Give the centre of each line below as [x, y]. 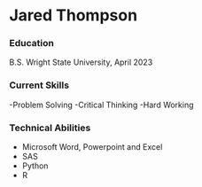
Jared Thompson [74, 16]
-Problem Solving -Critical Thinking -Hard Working [101, 105]
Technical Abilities [50, 128]
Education [32, 43]
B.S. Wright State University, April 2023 [81, 62]
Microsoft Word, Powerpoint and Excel [92, 147]
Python [35, 166]
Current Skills [39, 85]
